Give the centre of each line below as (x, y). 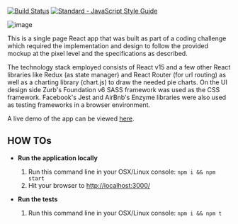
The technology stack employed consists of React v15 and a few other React (119, 67)
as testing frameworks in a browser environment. (79, 105)
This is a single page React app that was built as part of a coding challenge (117, 38)
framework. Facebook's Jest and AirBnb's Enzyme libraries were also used (117, 97)
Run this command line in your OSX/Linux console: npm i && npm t (125, 213)
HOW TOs (29, 141)
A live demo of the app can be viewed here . (71, 118)
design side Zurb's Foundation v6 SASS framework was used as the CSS (114, 90)
